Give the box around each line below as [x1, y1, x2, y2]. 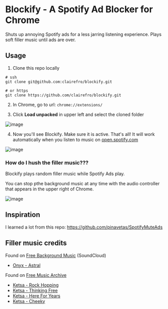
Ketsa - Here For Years [12, 293, 61, 299]
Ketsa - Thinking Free [12, 287, 58, 293]
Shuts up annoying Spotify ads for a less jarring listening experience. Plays [5, 31, 162, 37]
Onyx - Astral [12, 262, 41, 268]
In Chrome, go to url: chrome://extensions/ [12, 101, 103, 107]
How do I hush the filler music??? [5, 159, 89, 166]
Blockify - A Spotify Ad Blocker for [5, 4, 153, 15]
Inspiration [5, 210, 41, 219]
